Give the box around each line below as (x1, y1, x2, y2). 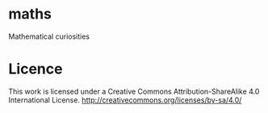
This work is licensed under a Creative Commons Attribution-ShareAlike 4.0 (8, 86, 260, 96)
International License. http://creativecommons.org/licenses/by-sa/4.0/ (8, 94, 242, 105)
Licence (8, 60, 63, 78)
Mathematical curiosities (8, 31, 90, 41)
